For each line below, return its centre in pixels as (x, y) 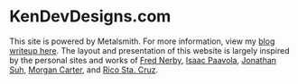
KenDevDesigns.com (90, 17)
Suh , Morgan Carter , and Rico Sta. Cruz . (84, 70)
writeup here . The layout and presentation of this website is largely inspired (149, 50)
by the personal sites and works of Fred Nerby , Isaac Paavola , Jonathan (143, 60)
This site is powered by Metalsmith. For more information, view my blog (142, 41)
